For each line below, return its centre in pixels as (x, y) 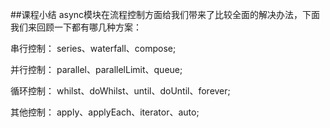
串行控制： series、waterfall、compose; (93, 48)
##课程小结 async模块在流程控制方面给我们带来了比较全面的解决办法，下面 (165, 14)
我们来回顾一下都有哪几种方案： (76, 27)
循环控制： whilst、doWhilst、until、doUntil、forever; (120, 91)
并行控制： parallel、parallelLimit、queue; (96, 69)
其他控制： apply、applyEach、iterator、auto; (105, 112)
